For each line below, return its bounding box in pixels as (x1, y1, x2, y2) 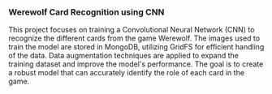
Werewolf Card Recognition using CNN (8, 6, 165, 18)
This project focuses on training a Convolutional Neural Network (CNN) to (8, 25, 255, 35)
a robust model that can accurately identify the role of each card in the (8, 68, 245, 78)
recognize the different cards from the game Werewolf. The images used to (8, 33, 261, 43)
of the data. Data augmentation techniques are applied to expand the (8, 51, 240, 61)
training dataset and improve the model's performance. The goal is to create (8, 59, 264, 69)
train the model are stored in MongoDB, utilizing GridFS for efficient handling (8, 42, 265, 52)
